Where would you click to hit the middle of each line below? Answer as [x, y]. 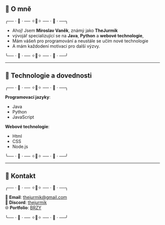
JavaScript [23, 117]
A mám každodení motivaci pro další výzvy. [56, 46]
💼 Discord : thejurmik [26, 202]
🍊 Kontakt [20, 176]
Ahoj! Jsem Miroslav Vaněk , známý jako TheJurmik [65, 30]
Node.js [20, 146]
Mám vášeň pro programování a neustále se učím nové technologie [80, 41]
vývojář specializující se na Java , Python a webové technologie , [78, 35]
